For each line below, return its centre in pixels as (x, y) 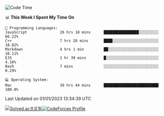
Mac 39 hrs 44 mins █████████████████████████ (82, 85)
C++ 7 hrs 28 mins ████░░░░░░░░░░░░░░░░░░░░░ (82, 41)
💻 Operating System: (27, 80)
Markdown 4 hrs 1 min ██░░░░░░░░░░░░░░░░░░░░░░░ (82, 49)
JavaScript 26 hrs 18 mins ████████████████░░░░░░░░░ (82, 32)
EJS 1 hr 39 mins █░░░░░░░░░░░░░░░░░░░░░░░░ (82, 58)
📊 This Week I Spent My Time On (40, 17)
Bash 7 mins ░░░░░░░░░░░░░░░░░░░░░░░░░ (82, 66)
